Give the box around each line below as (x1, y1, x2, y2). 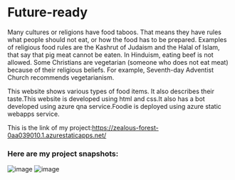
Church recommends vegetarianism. (7, 73, 115, 82)
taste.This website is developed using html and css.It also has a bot (7, 94, 205, 103)
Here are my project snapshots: (7, 149, 119, 159)
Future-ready (7, 4, 88, 21)
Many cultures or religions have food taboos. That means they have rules (7, 28, 222, 36)
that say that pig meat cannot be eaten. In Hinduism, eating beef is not (7, 51, 214, 59)
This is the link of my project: (7, 123, 93, 132)
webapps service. (7, 110, 60, 118)
